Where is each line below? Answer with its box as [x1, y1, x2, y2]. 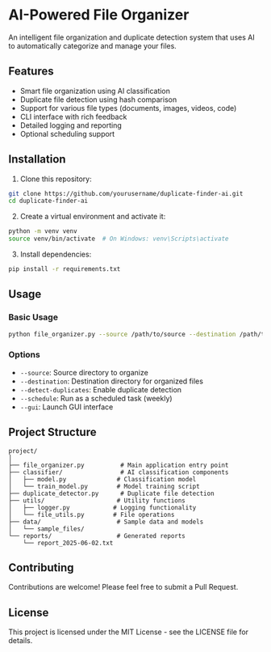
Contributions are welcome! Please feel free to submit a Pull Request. [8, 582, 239, 592]
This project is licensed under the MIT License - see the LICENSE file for [8, 627, 248, 637]
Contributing [8, 561, 74, 574]
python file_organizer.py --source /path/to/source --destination [8, 330, 236, 338]
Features [8, 65, 54, 78]
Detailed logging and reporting [19, 120, 123, 130]
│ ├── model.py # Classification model [8, 475, 197, 483]
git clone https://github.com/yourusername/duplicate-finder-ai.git [8, 189, 244, 197]
